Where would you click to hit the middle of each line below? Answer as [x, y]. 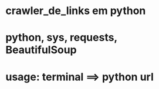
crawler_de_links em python [76, 11]
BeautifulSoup [41, 50]
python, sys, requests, [62, 38]
